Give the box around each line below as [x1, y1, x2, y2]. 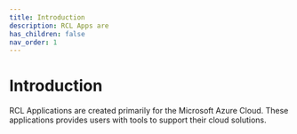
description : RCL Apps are [9, 21, 109, 30]
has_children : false [9, 29, 86, 38]
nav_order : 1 [9, 37, 58, 47]
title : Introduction [9, 12, 86, 22]
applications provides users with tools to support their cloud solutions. [9, 114, 267, 125]
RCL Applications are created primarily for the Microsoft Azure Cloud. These [9, 106, 289, 116]
